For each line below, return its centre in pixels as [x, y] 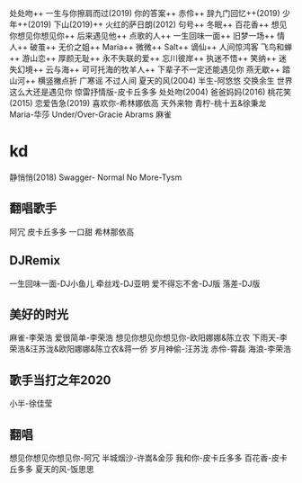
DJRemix [35, 260]
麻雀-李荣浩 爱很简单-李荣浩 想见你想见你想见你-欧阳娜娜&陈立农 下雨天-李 [148, 338]
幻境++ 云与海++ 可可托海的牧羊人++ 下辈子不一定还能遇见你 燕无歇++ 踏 [153, 69]
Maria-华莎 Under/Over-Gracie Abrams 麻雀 [91, 114]
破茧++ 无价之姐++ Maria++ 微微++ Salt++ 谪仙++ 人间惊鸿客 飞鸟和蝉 [161, 47]
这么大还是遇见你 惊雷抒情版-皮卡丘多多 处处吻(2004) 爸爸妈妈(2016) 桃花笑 [151, 92]
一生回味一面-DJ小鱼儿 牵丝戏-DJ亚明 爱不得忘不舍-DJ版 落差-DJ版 [135, 283]
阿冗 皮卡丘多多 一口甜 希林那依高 [72, 231]
